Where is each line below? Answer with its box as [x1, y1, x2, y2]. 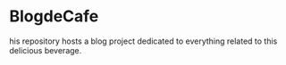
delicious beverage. [9, 45, 82, 55]
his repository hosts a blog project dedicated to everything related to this [9, 36, 278, 46]
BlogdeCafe [9, 6, 99, 27]
